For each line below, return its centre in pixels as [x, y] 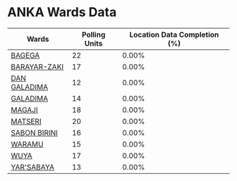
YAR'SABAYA [33, 167]
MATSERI [26, 121]
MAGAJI [24, 110]
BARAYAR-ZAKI [37, 66]
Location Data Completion [174, 35]
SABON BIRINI [35, 132]
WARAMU [27, 144]
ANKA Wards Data [62, 12]
